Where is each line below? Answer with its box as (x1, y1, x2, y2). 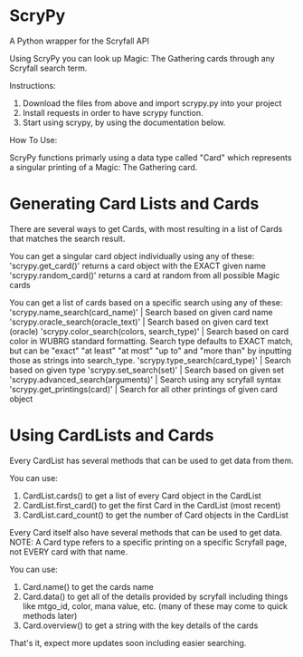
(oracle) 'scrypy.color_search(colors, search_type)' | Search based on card (9, 325, 289, 336)
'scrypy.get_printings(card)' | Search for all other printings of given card (9, 383, 278, 394)
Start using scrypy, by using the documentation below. (22, 117, 226, 128)
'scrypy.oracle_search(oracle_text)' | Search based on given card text (9, 316, 269, 327)
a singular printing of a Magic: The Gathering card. (9, 161, 198, 172)
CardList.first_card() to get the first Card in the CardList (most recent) (22, 499, 281, 510)
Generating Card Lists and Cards (9, 194, 260, 214)
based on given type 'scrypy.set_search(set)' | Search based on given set (9, 364, 285, 375)
